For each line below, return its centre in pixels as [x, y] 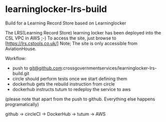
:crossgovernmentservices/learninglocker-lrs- [109, 68]
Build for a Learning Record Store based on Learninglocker [66, 23]
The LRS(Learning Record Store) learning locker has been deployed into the [83, 32]
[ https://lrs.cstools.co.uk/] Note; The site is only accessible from [71, 43]
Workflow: [16, 58]
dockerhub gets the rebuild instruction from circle [63, 84]
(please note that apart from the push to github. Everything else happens [80, 99]
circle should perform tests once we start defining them [70, 78]
